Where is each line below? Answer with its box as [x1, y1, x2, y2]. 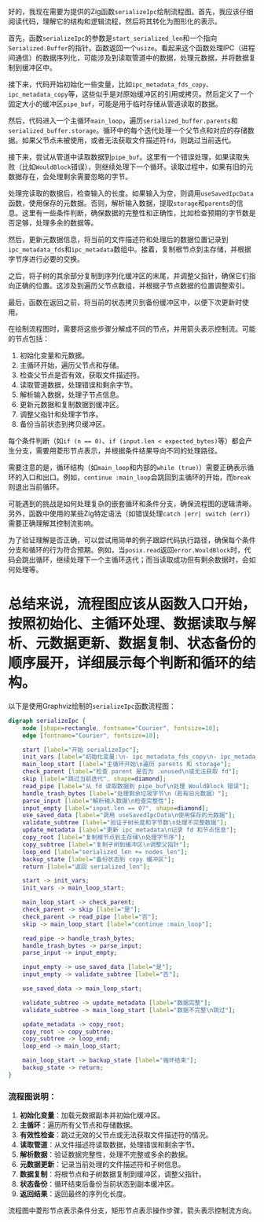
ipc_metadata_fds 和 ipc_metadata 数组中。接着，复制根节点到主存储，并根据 [8, 244, 251, 254]
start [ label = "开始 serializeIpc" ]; [22, 746, 140, 754]
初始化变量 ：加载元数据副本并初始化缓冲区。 [19, 1110, 165, 1120]
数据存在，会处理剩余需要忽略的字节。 [8, 172, 132, 181]
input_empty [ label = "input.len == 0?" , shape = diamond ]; [22, 804, 210, 812]
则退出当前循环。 [8, 483, 64, 491]
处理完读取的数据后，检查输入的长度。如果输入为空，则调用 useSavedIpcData [8, 189, 254, 198]
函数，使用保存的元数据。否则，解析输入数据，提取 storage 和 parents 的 [8, 199, 237, 207]
